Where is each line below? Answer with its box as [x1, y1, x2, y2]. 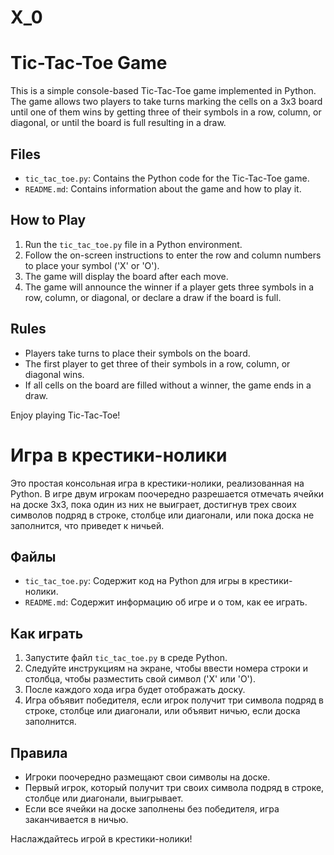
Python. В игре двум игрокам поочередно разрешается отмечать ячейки [10, 487, 324, 500]
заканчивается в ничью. [24, 813, 129, 825]
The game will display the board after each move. [24, 270, 229, 282]
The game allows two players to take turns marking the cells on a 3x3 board [10, 96, 323, 108]
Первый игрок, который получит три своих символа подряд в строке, [24, 781, 325, 793]
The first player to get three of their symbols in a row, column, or [24, 357, 291, 370]
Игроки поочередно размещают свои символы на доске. [24, 771, 271, 783]
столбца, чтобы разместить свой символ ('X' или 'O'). [24, 673, 256, 685]
